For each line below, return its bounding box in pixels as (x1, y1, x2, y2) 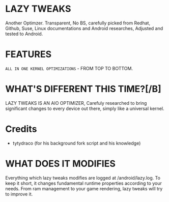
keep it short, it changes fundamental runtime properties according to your (5, 180, 162, 186)
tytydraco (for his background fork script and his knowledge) (12, 140, 141, 146)
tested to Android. (5, 31, 43, 37)
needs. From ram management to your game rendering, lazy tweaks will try (5, 185, 163, 191)
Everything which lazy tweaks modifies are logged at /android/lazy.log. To (5, 175, 160, 181)
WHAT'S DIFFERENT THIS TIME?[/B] (5, 83, 161, 95)
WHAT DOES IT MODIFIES (5, 158, 116, 169)
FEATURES (5, 49, 52, 60)
